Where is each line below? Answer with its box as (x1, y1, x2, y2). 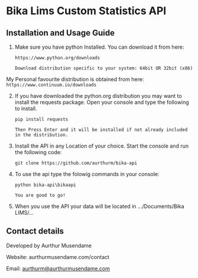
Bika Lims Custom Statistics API (6, 4, 167, 18)
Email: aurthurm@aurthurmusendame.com (6, 265, 110, 272)
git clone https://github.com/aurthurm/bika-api (14, 160, 138, 166)
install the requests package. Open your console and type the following (14, 99, 190, 106)
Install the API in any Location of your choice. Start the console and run (14, 142, 189, 149)
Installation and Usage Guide (6, 28, 115, 38)
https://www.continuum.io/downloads (6, 82, 97, 88)
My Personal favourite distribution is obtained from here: (6, 76, 144, 82)
